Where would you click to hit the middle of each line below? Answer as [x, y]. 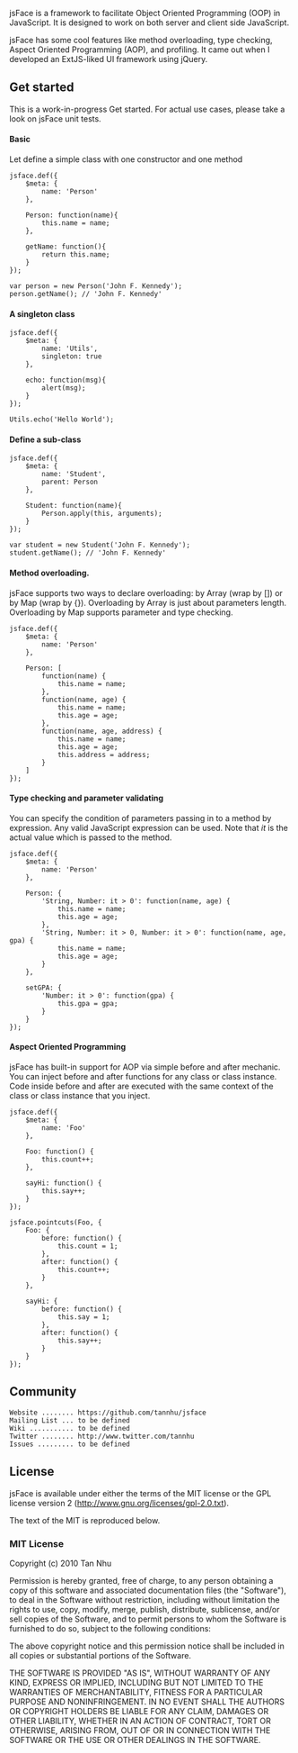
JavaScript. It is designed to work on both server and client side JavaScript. [149, 23]
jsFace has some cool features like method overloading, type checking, [141, 40]
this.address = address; [104, 755]
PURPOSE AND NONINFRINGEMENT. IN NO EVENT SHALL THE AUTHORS [147, 1702]
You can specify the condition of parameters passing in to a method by [140, 818]
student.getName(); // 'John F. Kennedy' [88, 553]
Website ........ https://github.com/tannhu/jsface [108, 1413]
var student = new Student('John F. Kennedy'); [100, 545]
